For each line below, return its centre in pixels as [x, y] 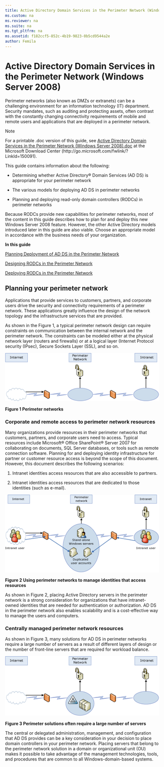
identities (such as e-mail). [39, 488]
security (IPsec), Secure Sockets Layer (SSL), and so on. [62, 346]
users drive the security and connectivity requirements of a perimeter [75, 305]
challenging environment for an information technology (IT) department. [77, 106]
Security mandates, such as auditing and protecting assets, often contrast [79, 111]
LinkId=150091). [21, 156]
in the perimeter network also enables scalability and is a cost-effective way [82, 610]
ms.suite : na [18, 26]
